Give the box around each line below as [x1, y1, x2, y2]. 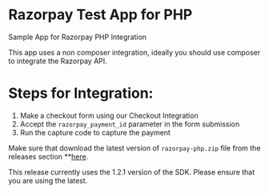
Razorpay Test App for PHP [8, 6, 193, 24]
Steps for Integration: [8, 84, 154, 103]
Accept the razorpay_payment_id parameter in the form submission [19, 119, 240, 129]
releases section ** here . [8, 151, 89, 161]
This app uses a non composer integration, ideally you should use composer [8, 47, 261, 57]
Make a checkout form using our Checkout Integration [19, 111, 199, 120]
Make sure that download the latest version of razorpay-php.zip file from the [8, 143, 261, 153]
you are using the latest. [8, 175, 88, 185]
